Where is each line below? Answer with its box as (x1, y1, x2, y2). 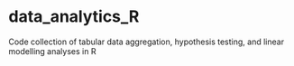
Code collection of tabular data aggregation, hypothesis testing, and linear (8, 36, 285, 47)
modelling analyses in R (8, 45, 96, 56)
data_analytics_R (8, 6, 140, 27)
